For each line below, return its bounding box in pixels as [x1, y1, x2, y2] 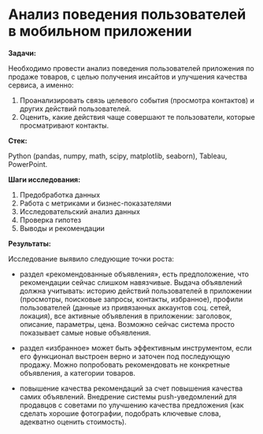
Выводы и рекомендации [19, 223, 105, 233]
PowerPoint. [8, 159, 48, 169]
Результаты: [8, 239, 51, 248]
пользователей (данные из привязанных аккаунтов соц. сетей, [19, 302, 232, 312]
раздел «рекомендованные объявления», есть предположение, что [19, 269, 250, 279]
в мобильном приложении [8, 22, 192, 40]
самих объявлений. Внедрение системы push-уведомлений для [19, 391, 237, 401]
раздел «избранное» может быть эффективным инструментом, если [19, 343, 252, 352]
